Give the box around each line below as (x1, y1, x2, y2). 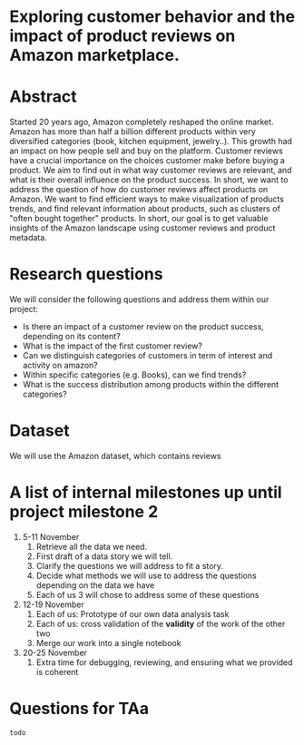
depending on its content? (22, 331, 121, 342)
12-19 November (22, 599, 84, 610)
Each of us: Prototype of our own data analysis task (35, 608, 230, 619)
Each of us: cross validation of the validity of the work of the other (35, 618, 286, 629)
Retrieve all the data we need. (35, 541, 148, 552)
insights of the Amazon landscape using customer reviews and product (9, 222, 276, 233)
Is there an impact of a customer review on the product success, (22, 321, 265, 332)
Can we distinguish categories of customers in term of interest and (22, 350, 273, 361)
